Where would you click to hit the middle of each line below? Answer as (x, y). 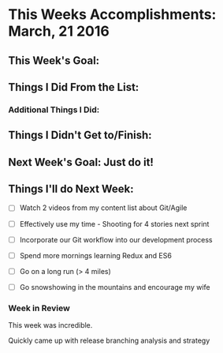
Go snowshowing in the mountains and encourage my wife (115, 287)
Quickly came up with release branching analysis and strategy (109, 340)
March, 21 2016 (59, 31)
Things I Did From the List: (74, 87)
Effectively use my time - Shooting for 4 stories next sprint (114, 223)
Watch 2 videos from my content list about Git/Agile (103, 208)
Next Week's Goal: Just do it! (81, 162)
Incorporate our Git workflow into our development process (116, 239)
